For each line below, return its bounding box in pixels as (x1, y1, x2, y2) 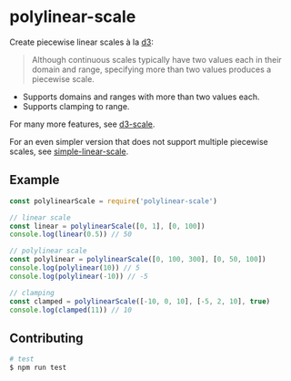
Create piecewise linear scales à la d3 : (9, 36, 155, 47)
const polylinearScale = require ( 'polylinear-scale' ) (9, 196, 218, 206)
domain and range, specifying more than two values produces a (31, 64, 272, 75)
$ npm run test (9, 363, 67, 373)
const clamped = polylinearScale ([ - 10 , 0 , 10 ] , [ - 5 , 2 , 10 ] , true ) (9, 296, 271, 306)
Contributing (9, 330, 84, 345)
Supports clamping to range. (22, 100, 130, 111)
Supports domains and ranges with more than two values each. (22, 91, 261, 102)
